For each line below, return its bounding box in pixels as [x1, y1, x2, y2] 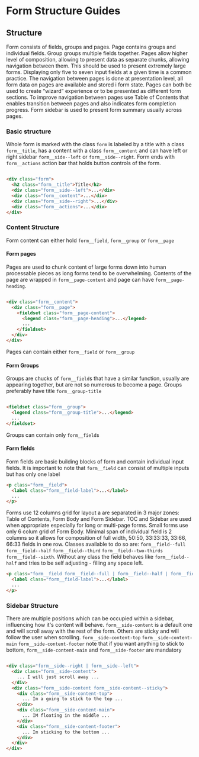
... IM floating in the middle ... [21, 713, 110, 719]
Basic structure [6, 127, 52, 136]
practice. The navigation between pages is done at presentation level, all [6, 75, 184, 82]
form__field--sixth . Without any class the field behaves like [6, 553, 154, 560]
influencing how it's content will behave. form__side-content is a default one [6, 621, 192, 629]
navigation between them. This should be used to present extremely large [6, 62, 187, 69]
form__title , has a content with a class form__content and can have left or [6, 147, 188, 154]
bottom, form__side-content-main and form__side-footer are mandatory [6, 646, 182, 653]
